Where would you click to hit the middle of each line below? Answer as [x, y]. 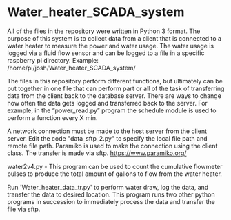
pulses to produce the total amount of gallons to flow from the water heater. [115, 174]
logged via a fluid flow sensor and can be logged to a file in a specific [106, 53]
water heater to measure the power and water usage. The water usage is [111, 46]
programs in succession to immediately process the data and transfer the [111, 201]
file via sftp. [24, 209]
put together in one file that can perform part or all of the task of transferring [116, 88]
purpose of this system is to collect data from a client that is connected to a [114, 38]
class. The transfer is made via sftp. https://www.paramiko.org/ [97, 153]
